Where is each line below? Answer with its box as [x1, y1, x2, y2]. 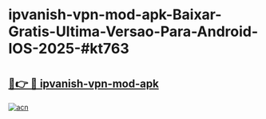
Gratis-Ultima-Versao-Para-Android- [8, 22, 259, 41]
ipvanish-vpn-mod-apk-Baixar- [8, 6, 222, 24]
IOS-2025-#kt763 [8, 40, 129, 58]
